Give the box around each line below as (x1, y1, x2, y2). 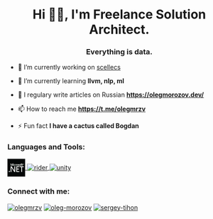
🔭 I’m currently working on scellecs (17, 63, 121, 72)
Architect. (89, 21, 150, 38)
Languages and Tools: (7, 142, 85, 152)
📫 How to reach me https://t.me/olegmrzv (17, 105, 146, 113)
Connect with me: (7, 186, 70, 196)
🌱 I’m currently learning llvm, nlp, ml (17, 77, 124, 85)
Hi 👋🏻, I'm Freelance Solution (32, 6, 207, 23)
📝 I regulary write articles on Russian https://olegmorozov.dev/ (17, 90, 204, 99)
